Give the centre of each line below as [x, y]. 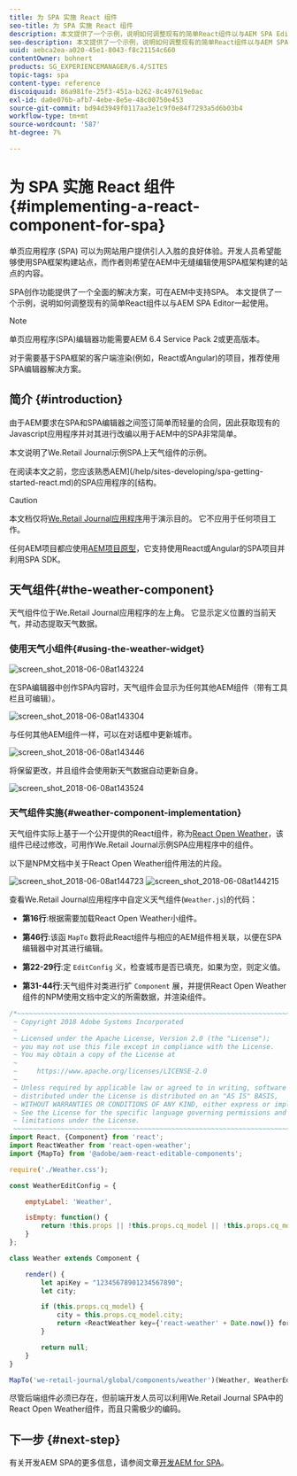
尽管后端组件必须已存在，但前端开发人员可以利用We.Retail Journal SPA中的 [146, 1398]
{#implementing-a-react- [105, 207]
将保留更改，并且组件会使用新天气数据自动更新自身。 [106, 770]
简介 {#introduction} [66, 400]
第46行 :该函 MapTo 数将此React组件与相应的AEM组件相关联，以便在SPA [152, 937]
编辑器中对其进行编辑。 [65, 948]
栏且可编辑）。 [34, 698]
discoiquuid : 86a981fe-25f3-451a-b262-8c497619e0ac [106, 91]
